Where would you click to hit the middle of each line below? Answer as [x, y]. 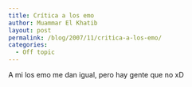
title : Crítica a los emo [51, 15]
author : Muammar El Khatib [53, 23]
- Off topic [35, 52]
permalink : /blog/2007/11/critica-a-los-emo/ [85, 38]
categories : [28, 45]
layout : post [30, 30]
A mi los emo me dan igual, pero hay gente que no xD [96, 75]
